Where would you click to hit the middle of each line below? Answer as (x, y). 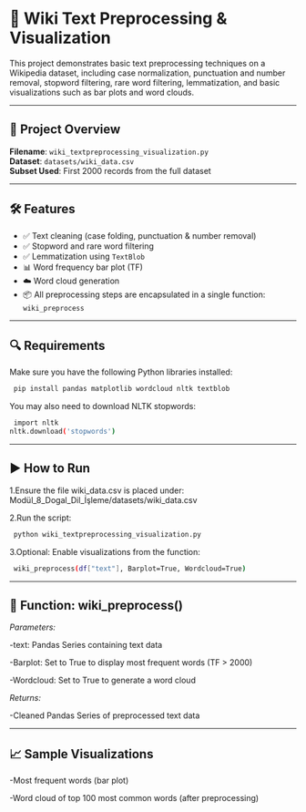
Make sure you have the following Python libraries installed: (121, 372)
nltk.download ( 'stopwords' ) (63, 432)
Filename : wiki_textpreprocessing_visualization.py (109, 151)
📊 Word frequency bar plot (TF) (83, 267)
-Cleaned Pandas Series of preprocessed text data (105, 715)
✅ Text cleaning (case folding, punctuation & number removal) (139, 235)
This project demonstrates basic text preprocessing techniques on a (138, 63)
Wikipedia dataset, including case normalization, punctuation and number (148, 73)
